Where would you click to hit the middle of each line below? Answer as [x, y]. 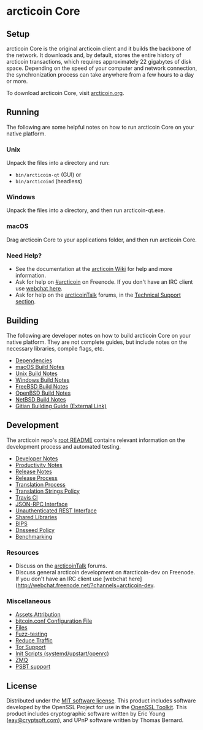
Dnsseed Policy [35, 530]
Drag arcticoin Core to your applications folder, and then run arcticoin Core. [102, 240]
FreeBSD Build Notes [42, 386]
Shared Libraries [36, 517]
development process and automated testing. [64, 446]
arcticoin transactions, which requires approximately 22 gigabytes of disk [99, 62]
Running [23, 112]
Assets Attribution [38, 615]
